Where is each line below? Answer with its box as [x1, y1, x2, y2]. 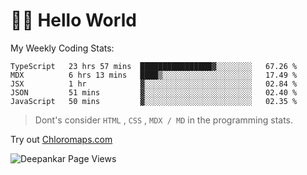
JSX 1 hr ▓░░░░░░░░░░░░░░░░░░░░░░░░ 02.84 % [10, 79, 298, 89]
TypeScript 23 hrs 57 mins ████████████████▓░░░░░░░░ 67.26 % [10, 61, 298, 71]
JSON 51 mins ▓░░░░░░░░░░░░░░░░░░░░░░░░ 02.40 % [10, 87, 298, 98]
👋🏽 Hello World [10, 9, 137, 32]
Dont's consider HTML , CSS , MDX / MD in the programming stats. [34, 114, 294, 126]
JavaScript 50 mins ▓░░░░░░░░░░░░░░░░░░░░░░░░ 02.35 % [10, 96, 298, 106]
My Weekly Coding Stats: [10, 42, 115, 54]
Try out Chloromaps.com [10, 133, 113, 145]
